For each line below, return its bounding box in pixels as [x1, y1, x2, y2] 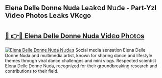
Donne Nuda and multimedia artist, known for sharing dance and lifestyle [5, 53, 153, 58]
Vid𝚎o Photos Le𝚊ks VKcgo [5, 12, 92, 20]
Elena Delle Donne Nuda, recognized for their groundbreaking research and [5, 63, 158, 69]
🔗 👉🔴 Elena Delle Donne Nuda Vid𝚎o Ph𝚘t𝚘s [5, 32, 145, 40]
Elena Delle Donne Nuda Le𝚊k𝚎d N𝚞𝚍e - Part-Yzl [5, 4, 157, 12]
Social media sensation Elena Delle [75, 47, 146, 53]
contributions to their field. [5, 68, 59, 74]
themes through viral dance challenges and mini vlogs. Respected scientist [5, 58, 157, 63]
